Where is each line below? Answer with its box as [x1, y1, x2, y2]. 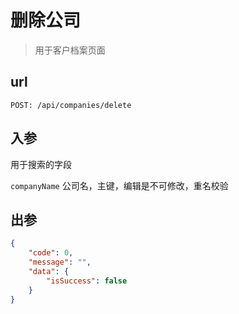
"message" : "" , [28, 257, 92, 268]
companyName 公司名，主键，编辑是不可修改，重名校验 [10, 179, 229, 191]
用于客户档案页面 [34, 44, 106, 56]
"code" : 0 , [28, 248, 74, 258]
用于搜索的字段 [10, 158, 72, 170]
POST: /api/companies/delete [10, 100, 132, 110]
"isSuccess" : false [46, 276, 128, 286]
